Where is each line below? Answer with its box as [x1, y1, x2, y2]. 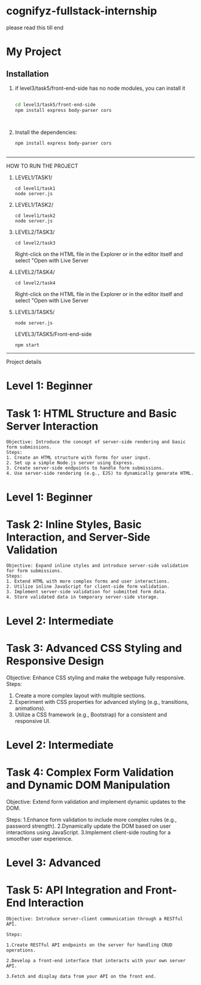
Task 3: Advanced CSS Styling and [6, 641, 182, 655]
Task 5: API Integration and [6, 883, 144, 897]
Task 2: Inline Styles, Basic [6, 517, 142, 531]
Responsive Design [6, 654, 104, 667]
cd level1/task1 [14, 185, 56, 192]
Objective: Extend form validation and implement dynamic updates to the [6, 798, 186, 805]
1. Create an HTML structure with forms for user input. [6, 455, 151, 461]
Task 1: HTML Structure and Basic [6, 407, 177, 420]
